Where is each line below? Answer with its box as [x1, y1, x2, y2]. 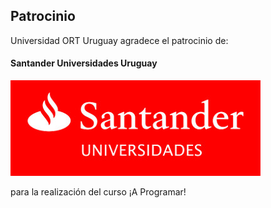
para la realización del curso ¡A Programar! [10, 186, 187, 198]
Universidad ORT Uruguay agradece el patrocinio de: [10, 34, 229, 46]
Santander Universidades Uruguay [10, 57, 158, 69]
